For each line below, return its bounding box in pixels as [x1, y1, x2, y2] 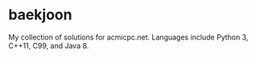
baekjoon [8, 6, 72, 24]
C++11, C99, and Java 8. [8, 40, 89, 50]
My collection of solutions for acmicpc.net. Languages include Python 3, [8, 32, 249, 42]
